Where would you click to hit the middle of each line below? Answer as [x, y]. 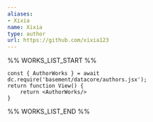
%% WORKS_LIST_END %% [49, 111]
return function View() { [45, 86]
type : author [27, 34]
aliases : [20, 14]
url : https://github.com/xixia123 [58, 40]
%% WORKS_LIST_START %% [52, 60]
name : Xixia [25, 27]
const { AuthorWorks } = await [53, 74]
